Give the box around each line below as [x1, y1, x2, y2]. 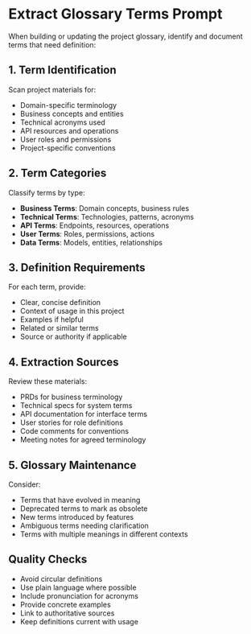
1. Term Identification [8, 64, 117, 77]
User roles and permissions [19, 134, 112, 144]
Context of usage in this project [19, 307, 125, 316]
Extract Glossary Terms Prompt [8, 5, 223, 23]
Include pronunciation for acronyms [19, 591, 139, 600]
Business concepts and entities [19, 109, 124, 118]
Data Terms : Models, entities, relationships [19, 237, 163, 247]
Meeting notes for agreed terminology [19, 435, 146, 445]
